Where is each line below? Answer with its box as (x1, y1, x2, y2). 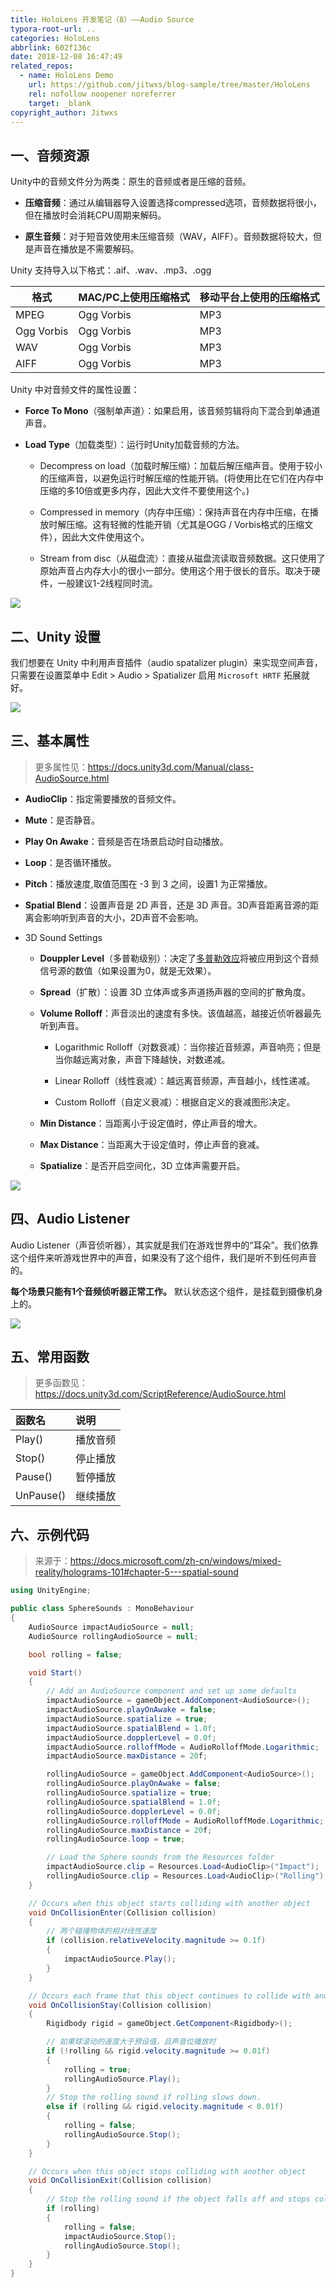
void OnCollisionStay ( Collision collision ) (28, 2000, 213, 2010)
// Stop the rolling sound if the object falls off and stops (46, 2194, 311, 2205)
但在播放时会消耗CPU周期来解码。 (24, 209, 167, 221)
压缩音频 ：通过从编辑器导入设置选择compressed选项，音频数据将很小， (24, 197, 322, 209)
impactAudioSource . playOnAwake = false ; (46, 1705, 217, 1715)
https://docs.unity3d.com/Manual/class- (87, 761, 255, 773)
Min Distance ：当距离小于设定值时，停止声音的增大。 (39, 1117, 263, 1129)
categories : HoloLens (10, 33, 101, 43)
